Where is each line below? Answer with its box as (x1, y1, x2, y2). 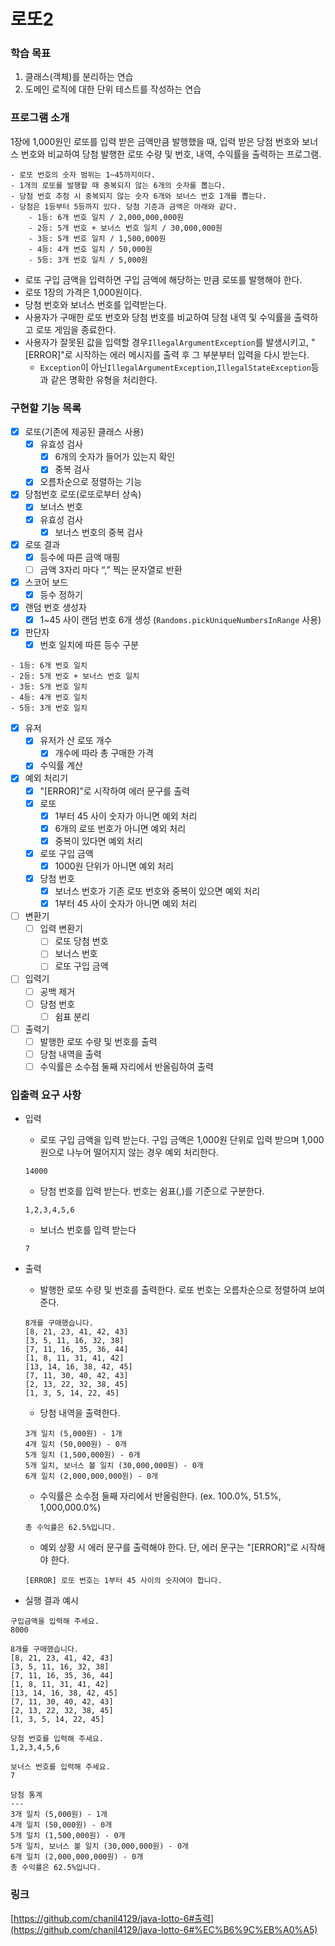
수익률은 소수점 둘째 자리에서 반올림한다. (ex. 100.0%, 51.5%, (39, 1490, 282, 1502)
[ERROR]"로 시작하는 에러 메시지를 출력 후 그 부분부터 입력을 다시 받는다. (24, 348, 310, 360)
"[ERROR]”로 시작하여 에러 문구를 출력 (39, 785, 190, 797)
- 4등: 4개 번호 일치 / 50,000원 (28, 244, 153, 254)
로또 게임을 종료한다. (35, 323, 117, 335)
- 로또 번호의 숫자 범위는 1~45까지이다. (10, 170, 156, 180)
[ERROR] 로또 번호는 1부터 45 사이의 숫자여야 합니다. (24, 1576, 223, 1586)
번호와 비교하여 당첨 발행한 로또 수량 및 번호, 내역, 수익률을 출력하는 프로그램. (20, 148, 322, 160)
